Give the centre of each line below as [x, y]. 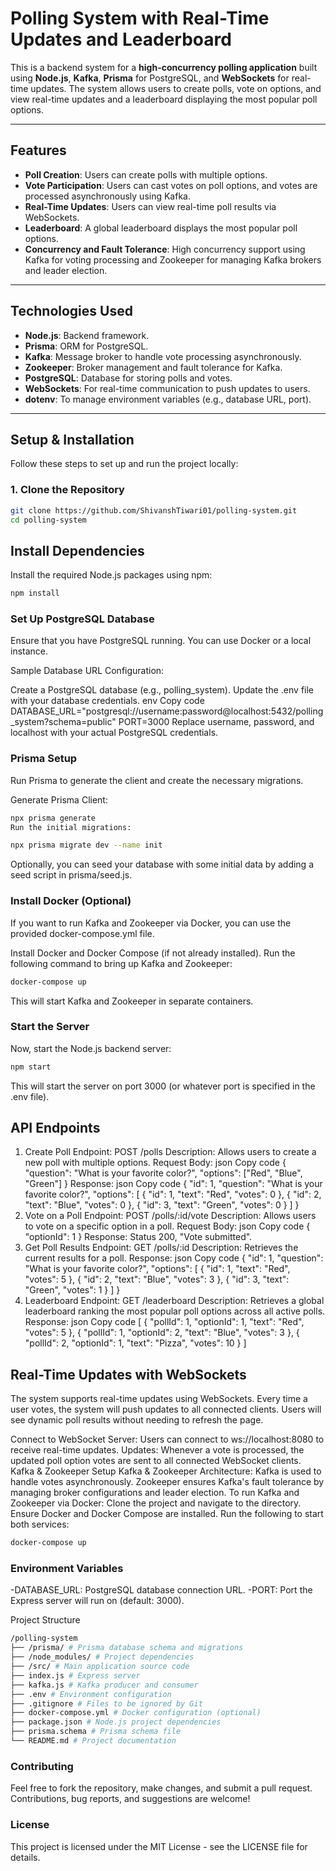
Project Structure [45, 1620]
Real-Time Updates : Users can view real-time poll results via [150, 206]
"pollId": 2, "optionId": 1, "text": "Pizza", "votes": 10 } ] [135, 1343]
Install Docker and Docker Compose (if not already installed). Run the [153, 953]
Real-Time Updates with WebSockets [128, 1374]
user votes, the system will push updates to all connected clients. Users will [166, 1409]
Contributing [42, 1766]
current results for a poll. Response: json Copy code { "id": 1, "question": [174, 1258]
